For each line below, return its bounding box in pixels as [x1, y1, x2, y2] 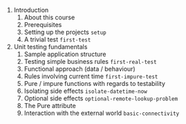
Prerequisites [24, 21, 62, 28]
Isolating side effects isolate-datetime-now [24, 87, 147, 95]
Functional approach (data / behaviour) [24, 65, 136, 73]
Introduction [13, 6, 49, 14]
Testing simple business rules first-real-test [24, 57, 157, 65]
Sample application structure [24, 50, 106, 58]
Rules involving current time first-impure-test [24, 72, 158, 80]
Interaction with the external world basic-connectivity [24, 109, 180, 117]
